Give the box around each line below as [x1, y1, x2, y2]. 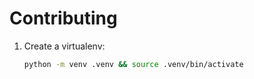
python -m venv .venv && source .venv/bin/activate [23, 59, 244, 69]
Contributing [9, 7, 118, 30]
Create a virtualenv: [23, 40, 106, 52]
